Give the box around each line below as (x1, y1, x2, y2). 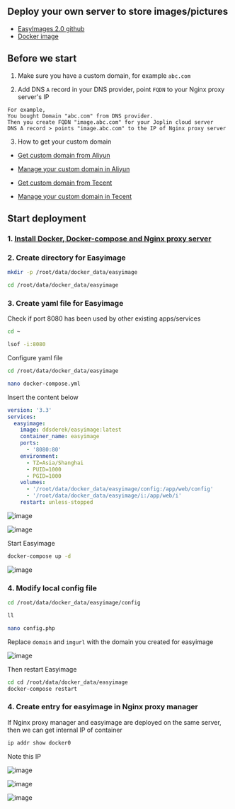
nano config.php (7, 624, 55, 632)
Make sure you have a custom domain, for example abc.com (17, 71, 191, 80)
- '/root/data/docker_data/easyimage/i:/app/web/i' (25, 492, 182, 500)
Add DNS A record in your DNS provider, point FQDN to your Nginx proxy (17, 85, 225, 93)
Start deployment (7, 212, 86, 225)
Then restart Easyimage (7, 665, 77, 673)
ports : (20, 440, 40, 447)
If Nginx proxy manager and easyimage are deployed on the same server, (7, 718, 222, 726)
